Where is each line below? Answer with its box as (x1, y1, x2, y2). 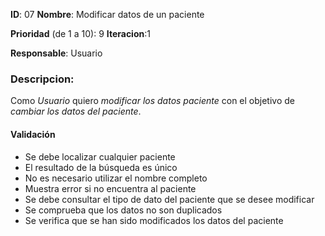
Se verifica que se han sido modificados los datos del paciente (24, 214, 284, 226)
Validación (10, 128, 56, 140)
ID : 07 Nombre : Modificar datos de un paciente (10, 9, 205, 20)
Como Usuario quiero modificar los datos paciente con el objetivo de (10, 95, 295, 107)
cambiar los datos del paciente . (10, 105, 142, 118)
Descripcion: (10, 72, 75, 86)
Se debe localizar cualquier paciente (24, 150, 176, 163)
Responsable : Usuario (10, 47, 103, 59)
